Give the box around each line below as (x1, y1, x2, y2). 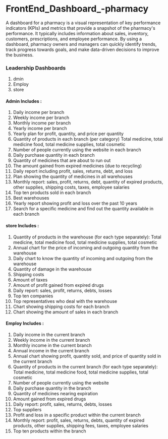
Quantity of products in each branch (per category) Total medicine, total (13, 136, 163, 142)
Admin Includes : (6, 98, 42, 104)
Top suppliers (13, 406, 42, 412)
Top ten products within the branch (13, 428, 86, 434)
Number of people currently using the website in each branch (13, 147, 141, 153)
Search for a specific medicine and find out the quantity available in (13, 206, 153, 212)
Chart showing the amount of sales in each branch (13, 308, 119, 315)
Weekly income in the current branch (13, 337, 90, 343)
